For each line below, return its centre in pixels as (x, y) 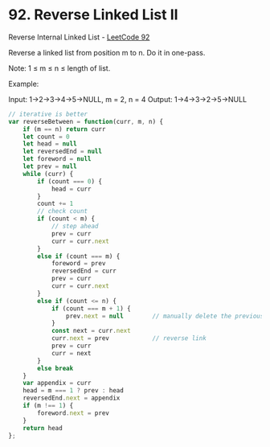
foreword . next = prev (74, 413)
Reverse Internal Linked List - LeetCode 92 (79, 37)
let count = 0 (46, 137)
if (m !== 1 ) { (48, 406)
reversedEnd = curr (84, 271)
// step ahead (75, 227)
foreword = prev (78, 264)
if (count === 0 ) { (70, 181)
